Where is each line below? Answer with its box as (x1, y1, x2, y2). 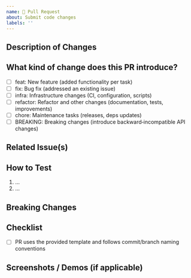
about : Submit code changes (6, 14, 77, 20)
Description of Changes (6, 42, 97, 52)
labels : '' (6, 20, 34, 26)
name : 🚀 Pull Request (6, 8, 60, 15)
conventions (14, 245, 46, 252)
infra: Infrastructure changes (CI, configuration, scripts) (14, 91, 152, 99)
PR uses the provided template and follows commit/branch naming (14, 239, 180, 246)
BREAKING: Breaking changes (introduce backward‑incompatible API (14, 118, 186, 126)
